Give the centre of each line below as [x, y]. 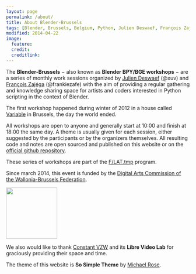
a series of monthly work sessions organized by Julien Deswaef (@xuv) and [97, 78]
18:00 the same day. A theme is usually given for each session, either [89, 132]
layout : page [22, 11]
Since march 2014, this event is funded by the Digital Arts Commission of [94, 173]
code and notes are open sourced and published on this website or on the [95, 144]
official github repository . [36, 150]
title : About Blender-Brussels [44, 22]
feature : [22, 44]
